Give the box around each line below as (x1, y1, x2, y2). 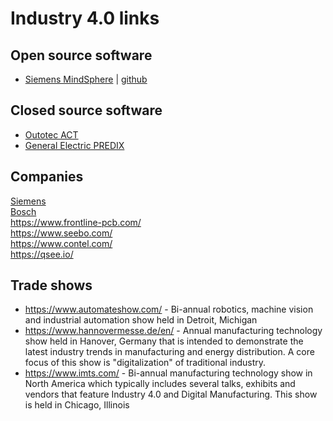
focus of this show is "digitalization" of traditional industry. (24, 357, 267, 369)
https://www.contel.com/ (10, 237, 113, 249)
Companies (10, 168, 84, 186)
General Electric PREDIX (24, 139, 125, 151)
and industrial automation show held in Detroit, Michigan (24, 314, 258, 326)
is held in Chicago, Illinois (24, 399, 130, 411)
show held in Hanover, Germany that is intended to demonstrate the (24, 335, 304, 347)
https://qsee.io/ (10, 248, 74, 260)
